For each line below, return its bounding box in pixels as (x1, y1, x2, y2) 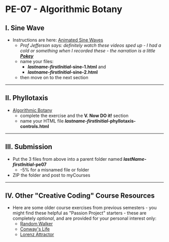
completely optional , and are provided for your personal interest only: (12, 215, 157, 221)
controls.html (20, 123, 49, 129)
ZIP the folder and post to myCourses (12, 172, 91, 178)
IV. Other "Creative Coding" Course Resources (5, 192, 155, 200)
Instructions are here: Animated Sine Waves (12, 37, 104, 43)
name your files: (20, 58, 54, 64)
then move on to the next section (20, 75, 89, 80)
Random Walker (20, 221, 53, 227)
